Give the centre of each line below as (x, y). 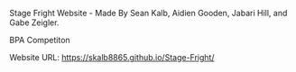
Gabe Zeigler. (34, 22)
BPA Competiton (40, 40)
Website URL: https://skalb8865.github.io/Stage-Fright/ (112, 57)
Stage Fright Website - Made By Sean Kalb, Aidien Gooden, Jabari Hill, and (148, 13)
